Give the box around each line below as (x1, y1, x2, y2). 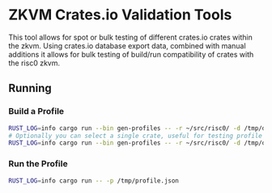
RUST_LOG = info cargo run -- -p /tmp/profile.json (8, 176, 180, 185)
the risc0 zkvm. (8, 58, 61, 68)
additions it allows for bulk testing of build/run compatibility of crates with (8, 49, 254, 59)
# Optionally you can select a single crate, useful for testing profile (8, 132, 263, 140)
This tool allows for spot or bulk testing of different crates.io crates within (8, 32, 253, 42)
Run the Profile (8, 158, 68, 170)
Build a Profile (8, 106, 65, 117)
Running (8, 82, 53, 95)
